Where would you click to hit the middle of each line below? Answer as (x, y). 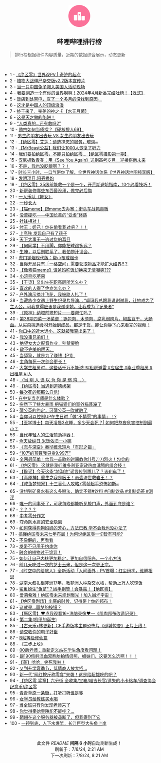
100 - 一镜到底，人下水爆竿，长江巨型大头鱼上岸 (58, 723)
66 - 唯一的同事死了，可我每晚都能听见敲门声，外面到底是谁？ (72, 503)
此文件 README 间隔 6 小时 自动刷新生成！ (79, 743)
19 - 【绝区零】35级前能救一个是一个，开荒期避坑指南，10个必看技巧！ (80, 184)
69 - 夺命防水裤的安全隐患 (36, 522)
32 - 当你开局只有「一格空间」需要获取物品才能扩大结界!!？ (69, 264)
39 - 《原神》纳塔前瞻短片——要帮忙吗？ (51, 313)
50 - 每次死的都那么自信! (34, 392)
